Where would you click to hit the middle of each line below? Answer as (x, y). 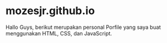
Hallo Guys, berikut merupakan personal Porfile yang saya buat (83, 27)
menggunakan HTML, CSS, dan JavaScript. (59, 33)
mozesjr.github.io (50, 11)
